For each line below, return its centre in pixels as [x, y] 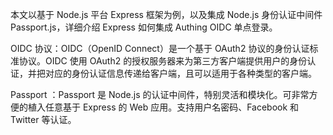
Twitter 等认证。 [43, 119]
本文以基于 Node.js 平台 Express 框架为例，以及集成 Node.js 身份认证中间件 [166, 14]
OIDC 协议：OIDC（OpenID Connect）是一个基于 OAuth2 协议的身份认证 [160, 48]
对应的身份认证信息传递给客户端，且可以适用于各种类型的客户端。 [180, 73]
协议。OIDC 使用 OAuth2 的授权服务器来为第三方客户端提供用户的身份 [163, 61]
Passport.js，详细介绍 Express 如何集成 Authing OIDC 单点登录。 [144, 27]
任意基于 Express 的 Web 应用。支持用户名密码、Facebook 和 [172, 107]
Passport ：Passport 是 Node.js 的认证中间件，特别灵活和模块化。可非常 [160, 94]
